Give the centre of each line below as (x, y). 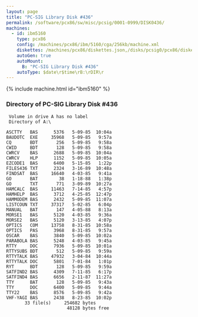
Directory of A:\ (30, 122)
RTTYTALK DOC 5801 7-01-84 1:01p (59, 261)
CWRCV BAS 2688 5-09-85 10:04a (59, 153)
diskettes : (30, 50)
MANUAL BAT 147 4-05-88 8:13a (59, 210)
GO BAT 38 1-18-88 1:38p (59, 179)
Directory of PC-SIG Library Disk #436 (62, 104)
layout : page (22, 12)
